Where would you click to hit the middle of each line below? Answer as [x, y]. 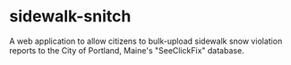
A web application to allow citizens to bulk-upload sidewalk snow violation [146, 41]
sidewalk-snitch [70, 16]
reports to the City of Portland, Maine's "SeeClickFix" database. [127, 50]
